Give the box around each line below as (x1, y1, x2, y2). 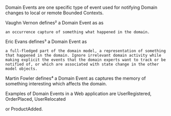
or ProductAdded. (5, 106, 43, 112)
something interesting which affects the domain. (5, 81, 108, 86)
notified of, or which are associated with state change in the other (5, 62, 159, 67)
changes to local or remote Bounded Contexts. (5, 10, 104, 16)
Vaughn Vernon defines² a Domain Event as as (5, 20, 104, 26)
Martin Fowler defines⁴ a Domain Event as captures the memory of (5, 75, 146, 81)
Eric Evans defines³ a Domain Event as (5, 38, 87, 44)
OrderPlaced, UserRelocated (5, 96, 66, 102)
